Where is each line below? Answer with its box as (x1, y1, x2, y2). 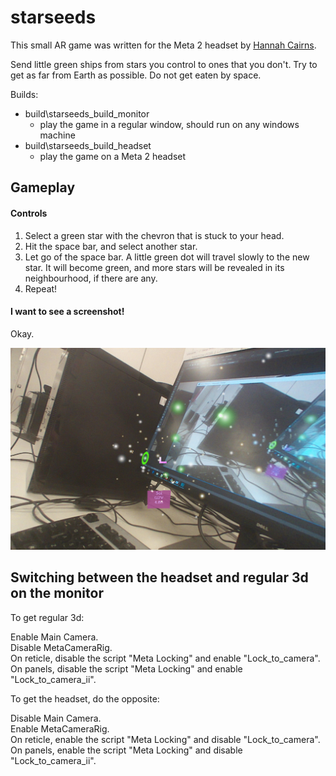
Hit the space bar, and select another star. (24, 240, 198, 252)
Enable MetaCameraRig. (10, 722, 110, 735)
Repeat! (24, 282, 58, 295)
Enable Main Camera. (10, 631, 99, 643)
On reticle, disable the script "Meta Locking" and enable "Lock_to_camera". (10, 652, 321, 664)
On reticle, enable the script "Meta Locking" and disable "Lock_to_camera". (10, 733, 321, 745)
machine (39, 129, 76, 141)
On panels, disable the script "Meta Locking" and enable (10, 662, 243, 675)
